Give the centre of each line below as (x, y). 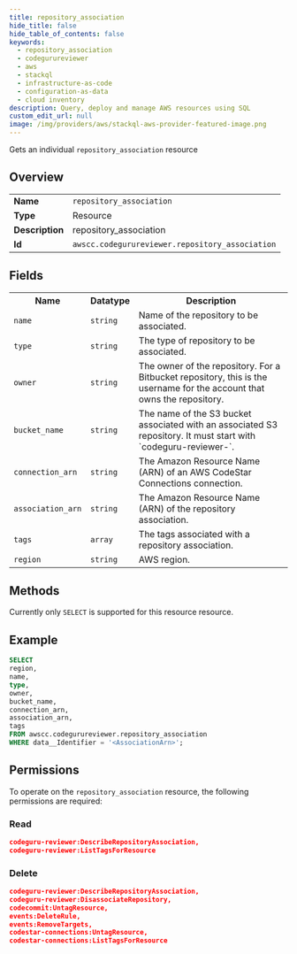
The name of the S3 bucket (195, 413)
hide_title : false (43, 26)
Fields (27, 276)
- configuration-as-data (63, 91)
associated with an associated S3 (208, 424)
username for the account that (202, 388)
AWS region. (164, 559)
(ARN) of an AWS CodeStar (195, 472)
